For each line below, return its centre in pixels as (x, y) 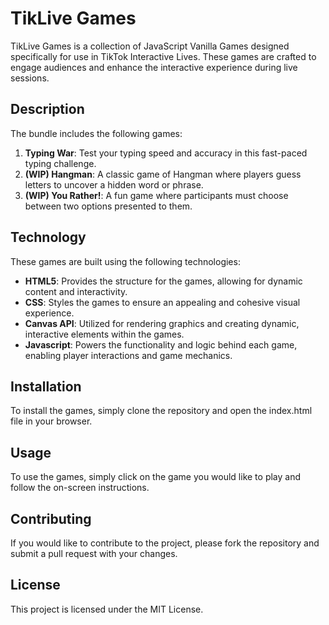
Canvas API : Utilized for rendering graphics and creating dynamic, (162, 323)
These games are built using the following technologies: (125, 261)
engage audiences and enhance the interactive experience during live (154, 67)
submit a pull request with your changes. (94, 553)
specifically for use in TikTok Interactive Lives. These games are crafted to (163, 56)
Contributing (51, 518)
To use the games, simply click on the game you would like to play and (156, 477)
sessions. (30, 78)
